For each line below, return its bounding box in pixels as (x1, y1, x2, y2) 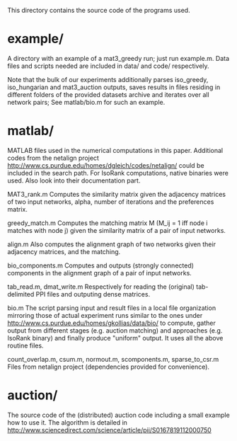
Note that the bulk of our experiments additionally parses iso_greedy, (7, 75, 209, 84)
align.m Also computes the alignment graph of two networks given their (7, 240, 216, 248)
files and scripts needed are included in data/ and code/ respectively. (7, 62, 210, 70)
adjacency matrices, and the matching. (7, 247, 121, 256)
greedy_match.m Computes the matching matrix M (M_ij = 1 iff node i (7, 219, 208, 227)
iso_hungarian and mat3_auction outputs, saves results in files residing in (7, 83, 221, 91)
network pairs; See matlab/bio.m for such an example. (7, 98, 166, 106)
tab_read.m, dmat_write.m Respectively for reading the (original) (7, 282, 195, 291)
